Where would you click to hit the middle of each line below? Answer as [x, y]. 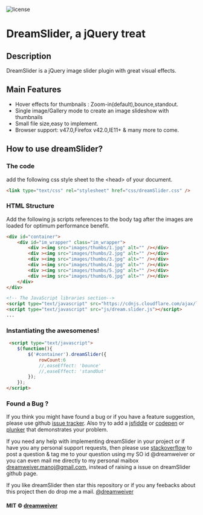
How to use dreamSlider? [55, 149]
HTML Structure [30, 206]
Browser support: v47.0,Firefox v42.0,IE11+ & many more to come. [97, 130]
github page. [22, 474]
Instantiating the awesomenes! [53, 330]
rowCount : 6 [52, 360]
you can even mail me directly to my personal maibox [72, 461]
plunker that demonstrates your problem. [57, 430]
